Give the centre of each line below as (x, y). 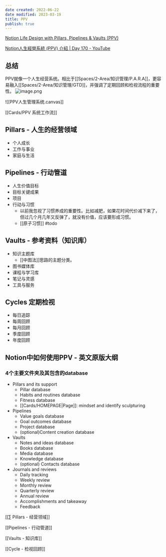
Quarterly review (37, 491)
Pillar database (35, 389)
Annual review (34, 496)
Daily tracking (34, 475)
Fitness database (38, 400)
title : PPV (16, 19)
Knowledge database (42, 459)
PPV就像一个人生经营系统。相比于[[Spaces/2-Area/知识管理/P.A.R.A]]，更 (81, 79)
